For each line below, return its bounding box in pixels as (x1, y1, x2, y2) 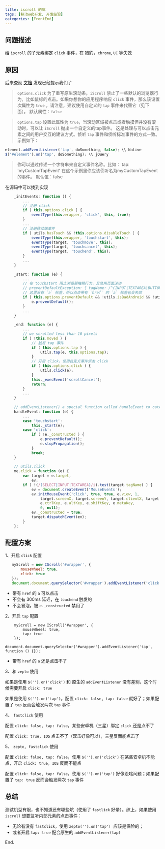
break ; (31, 450, 45, 456)
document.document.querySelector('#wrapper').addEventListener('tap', (5, 644, 153, 649)
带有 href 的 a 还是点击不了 (12, 658, 67, 664)
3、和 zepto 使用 (5, 668, 39, 674)
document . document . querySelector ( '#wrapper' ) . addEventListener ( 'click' (11, 581, 162, 586)
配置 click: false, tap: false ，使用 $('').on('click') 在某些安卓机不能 (5, 754, 155, 760)
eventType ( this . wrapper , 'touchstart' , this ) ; (31, 235, 129, 240)
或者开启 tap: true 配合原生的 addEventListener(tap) (12, 829, 121, 835)
